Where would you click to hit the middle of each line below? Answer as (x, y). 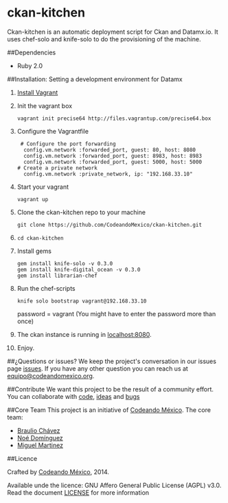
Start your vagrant (43, 187)
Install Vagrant (37, 92)
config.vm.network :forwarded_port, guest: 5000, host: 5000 (113, 162)
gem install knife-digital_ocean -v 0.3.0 (79, 269)
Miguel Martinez (40, 445)
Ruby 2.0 (30, 65)
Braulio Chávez (38, 430)
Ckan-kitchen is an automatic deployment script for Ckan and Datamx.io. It (113, 32)
